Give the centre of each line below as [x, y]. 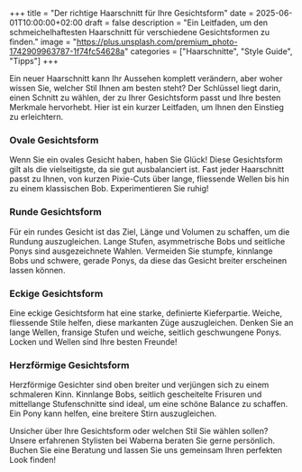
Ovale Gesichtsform [54, 140]
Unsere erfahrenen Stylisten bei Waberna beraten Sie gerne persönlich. [142, 440]
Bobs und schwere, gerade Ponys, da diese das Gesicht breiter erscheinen [148, 260]
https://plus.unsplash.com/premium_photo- [157, 42]
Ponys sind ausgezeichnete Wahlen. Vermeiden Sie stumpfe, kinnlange [141, 251]
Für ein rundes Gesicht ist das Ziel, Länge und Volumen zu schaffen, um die [150, 231]
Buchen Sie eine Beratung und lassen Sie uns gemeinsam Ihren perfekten [146, 450]
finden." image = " [43, 42]
